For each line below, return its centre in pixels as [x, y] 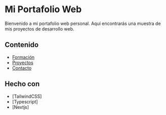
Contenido [22, 45]
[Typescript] [25, 102]
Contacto [22, 68]
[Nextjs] [20, 107]
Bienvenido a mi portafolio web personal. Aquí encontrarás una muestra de [83, 23]
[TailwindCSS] [27, 96]
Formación [23, 57]
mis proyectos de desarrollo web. [39, 28]
